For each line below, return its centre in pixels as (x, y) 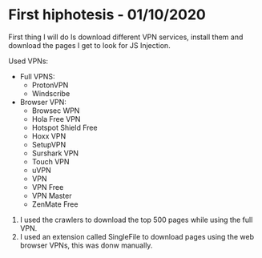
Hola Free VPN (56, 119)
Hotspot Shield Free (64, 127)
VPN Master (52, 196)
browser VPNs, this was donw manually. (86, 245)
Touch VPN (50, 161)
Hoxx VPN (49, 136)
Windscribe (51, 93)
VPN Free (48, 187)
